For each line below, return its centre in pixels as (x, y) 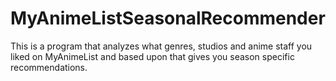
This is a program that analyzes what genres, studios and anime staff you (161, 46)
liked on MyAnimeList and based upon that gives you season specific (152, 56)
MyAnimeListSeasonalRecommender (168, 18)
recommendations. (49, 67)
